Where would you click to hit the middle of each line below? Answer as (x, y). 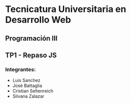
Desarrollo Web (38, 20)
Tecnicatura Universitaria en (66, 9)
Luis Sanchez (26, 80)
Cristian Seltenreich (33, 91)
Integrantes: (21, 69)
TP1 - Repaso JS (31, 55)
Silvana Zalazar (28, 96)
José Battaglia (27, 85)
